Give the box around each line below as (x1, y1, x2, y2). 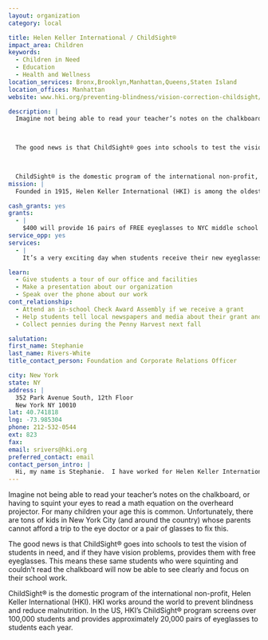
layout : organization (8, 11, 81, 20)
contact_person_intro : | (8, 460, 91, 468)
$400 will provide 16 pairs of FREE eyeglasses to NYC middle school (22, 225, 259, 233)
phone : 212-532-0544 (8, 423, 77, 431)
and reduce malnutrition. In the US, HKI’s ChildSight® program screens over (8, 606, 257, 615)
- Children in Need (15, 56, 81, 64)
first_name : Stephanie (8, 342, 84, 350)
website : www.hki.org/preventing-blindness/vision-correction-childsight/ (8, 93, 262, 101)
